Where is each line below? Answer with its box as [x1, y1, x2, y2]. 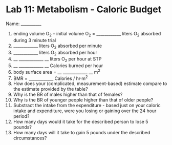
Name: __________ [6, 20, 41, 27]
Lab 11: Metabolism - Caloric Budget [6, 4, 162, 15]
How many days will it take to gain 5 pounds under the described [13, 130, 150, 136]
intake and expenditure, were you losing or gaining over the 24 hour [13, 108, 157, 114]
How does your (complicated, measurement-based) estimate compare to [13, 80, 167, 87]
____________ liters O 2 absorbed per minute [13, 43, 102, 50]
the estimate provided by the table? [13, 86, 89, 92]
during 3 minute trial [13, 37, 56, 43]
